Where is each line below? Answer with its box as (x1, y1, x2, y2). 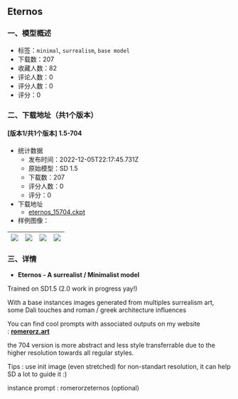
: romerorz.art (7, 327, 50, 336)
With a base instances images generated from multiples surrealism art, (7, 299, 215, 307)
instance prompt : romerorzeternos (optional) (7, 384, 140, 393)
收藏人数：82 (17, 63, 57, 72)
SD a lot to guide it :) (7, 370, 67, 378)
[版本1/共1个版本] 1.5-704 (7, 129, 82, 138)
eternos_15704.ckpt (28, 207, 85, 216)
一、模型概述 (7, 28, 52, 38)
